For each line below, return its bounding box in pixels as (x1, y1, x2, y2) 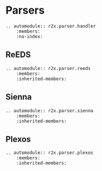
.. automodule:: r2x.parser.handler (5, 23, 96, 29)
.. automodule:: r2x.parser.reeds (5, 65, 91, 71)
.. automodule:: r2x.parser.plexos (5, 150, 94, 156)
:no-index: (16, 33, 43, 39)
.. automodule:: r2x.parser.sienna (5, 107, 94, 113)
